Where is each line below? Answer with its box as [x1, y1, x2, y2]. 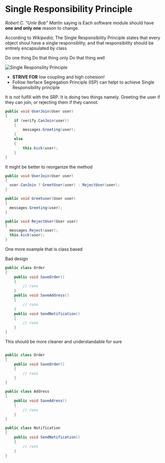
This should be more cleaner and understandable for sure [5, 339, 122, 345]
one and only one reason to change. [5, 25, 79, 31]
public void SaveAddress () [14, 293, 69, 298]
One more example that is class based [5, 246, 83, 252]
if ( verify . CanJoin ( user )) [14, 118, 69, 123]
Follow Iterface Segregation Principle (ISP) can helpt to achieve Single [12, 79, 155, 85]
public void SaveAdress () [14, 398, 67, 403]
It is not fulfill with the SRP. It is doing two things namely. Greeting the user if [5, 94, 161, 100]
